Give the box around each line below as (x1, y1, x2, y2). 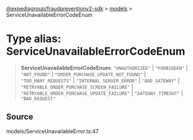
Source (6, 112, 34, 122)
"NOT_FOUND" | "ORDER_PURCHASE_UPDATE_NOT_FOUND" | (20, 71, 146, 78)
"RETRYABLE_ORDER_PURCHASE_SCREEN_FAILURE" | (20, 83, 134, 90)
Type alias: (6, 32, 61, 46)
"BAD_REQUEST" (20, 96, 56, 101)
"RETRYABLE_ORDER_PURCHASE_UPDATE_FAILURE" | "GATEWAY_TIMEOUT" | (20, 89, 183, 97)
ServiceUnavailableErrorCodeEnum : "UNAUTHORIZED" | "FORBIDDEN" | (20, 64, 188, 71)
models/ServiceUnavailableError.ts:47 (6, 128, 99, 135)
